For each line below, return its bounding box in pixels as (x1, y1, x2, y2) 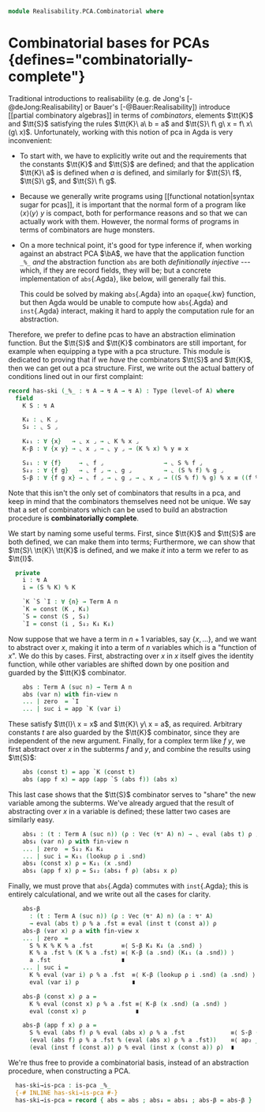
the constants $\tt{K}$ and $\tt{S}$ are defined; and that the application (19, 159, 255, 169)
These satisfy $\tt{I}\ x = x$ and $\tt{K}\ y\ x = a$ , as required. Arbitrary (8, 719, 243, 729)
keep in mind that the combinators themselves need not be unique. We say (8, 496, 251, 505)
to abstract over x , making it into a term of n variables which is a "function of (8, 642, 257, 652)
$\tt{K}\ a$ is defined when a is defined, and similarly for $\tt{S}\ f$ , (19, 167, 242, 177)
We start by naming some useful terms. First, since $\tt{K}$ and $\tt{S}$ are (8, 528, 256, 538)
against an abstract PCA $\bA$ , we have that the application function (19, 249, 244, 258)
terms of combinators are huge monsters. (19, 225, 155, 235)
